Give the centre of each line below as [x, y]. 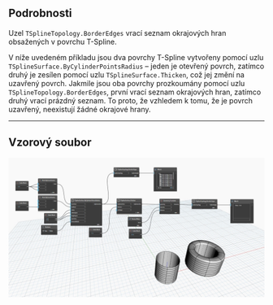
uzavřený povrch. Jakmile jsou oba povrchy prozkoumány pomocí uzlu [127, 83]
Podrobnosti [40, 13]
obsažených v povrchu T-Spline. [63, 41]
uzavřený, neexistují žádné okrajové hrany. [80, 109]
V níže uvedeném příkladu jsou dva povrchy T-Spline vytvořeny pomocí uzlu [136, 57]
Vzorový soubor [50, 143]
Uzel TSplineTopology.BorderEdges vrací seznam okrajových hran [117, 33]
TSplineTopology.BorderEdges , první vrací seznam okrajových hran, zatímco [135, 92]
